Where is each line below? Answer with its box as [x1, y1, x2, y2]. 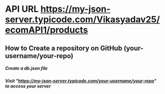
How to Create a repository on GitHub [5, 44, 123, 52]
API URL [5, 3, 39, 15]
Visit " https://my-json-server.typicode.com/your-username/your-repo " [5, 78, 157, 84]
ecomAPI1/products [5, 25, 88, 35]
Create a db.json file [5, 65, 48, 71]
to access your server [5, 83, 51, 89]
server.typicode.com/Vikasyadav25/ [5, 14, 160, 25]
